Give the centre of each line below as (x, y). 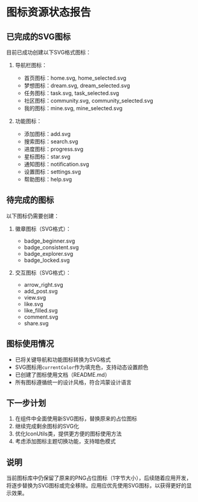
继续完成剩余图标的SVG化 (47, 426)
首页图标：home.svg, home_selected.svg (75, 78)
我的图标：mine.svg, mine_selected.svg (73, 108)
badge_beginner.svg (49, 241)
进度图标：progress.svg (53, 149)
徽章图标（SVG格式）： (43, 229)
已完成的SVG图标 (39, 37)
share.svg (36, 323)
